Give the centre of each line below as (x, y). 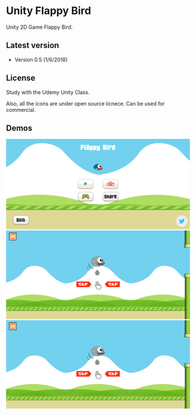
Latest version (33, 45)
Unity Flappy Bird (49, 11)
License (21, 78)
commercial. (21, 110)
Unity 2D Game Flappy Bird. (39, 27)
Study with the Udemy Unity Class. (48, 92)
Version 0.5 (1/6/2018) (41, 59)
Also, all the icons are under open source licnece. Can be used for (85, 103)
